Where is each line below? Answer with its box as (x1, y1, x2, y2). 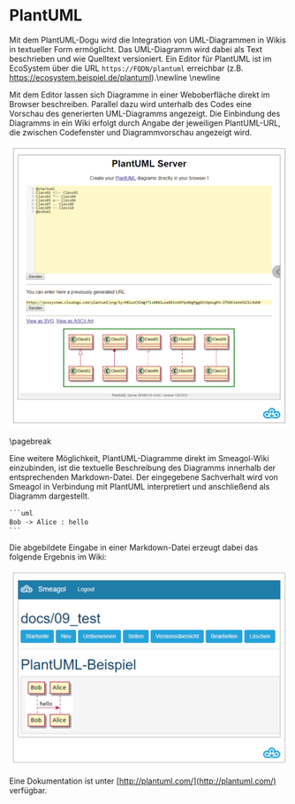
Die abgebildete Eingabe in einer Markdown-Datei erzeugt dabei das (9, 542, 259, 553)
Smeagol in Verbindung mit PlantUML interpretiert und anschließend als (9, 482, 270, 492)
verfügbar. (9, 785, 48, 795)
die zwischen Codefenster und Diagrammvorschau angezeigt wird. (9, 127, 253, 137)
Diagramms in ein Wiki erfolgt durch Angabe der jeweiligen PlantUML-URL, (9, 117, 281, 128)
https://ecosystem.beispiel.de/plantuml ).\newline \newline (9, 72, 221, 82)
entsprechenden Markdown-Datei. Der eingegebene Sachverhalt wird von (9, 472, 278, 483)
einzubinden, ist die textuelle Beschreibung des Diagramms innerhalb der (9, 462, 276, 474)
